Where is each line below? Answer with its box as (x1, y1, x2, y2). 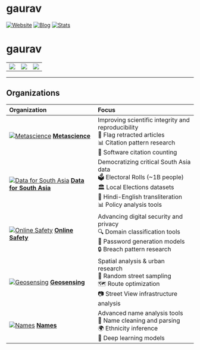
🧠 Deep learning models (98, 333, 165, 342)
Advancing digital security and (98, 212, 183, 220)
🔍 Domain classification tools (98, 228, 180, 236)
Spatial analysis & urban (98, 257, 165, 265)
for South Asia (9, 184, 51, 192)
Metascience (52, 132, 90, 140)
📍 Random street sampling (98, 272, 171, 280)
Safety (9, 234, 29, 242)
